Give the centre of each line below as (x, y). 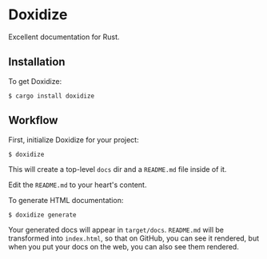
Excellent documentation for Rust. (64, 37)
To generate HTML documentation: (66, 200)
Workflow (33, 120)
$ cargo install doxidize (51, 96)
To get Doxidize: (35, 81)
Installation (37, 62)
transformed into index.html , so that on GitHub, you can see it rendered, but (134, 238)
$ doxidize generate (43, 215)
